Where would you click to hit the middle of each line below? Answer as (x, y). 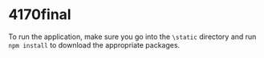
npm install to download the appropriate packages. (94, 44)
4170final (40, 15)
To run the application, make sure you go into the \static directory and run (132, 37)
